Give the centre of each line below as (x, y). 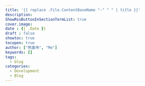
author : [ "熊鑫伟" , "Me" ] (31, 48)
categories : (18, 66)
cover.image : (19, 24)
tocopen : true (20, 43)
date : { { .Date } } (26, 29)
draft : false (20, 33)
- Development (24, 71)
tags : (11, 57)
